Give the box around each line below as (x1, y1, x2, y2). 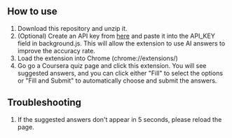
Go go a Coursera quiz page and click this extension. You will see (17, 61, 207, 69)
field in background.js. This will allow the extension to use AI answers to (17, 39, 226, 48)
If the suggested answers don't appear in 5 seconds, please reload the (17, 115, 222, 123)
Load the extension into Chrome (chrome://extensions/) (17, 54, 179, 62)
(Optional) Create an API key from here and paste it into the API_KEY (17, 32, 215, 40)
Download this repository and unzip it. (17, 24, 128, 32)
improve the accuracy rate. (17, 46, 96, 55)
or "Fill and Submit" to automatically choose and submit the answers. (17, 76, 217, 85)
